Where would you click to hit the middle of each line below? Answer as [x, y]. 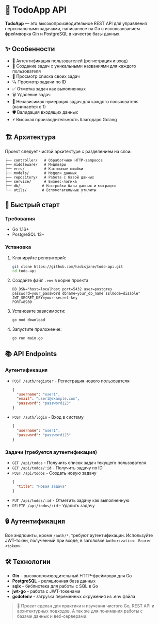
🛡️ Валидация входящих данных [45, 112]
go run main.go [27, 338]
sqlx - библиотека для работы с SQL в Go [55, 586]
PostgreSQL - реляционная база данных [54, 581]
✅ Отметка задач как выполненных [49, 89]
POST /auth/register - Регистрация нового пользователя [71, 381]
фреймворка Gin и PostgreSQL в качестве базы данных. [63, 34]
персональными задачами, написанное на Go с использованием [72, 28]
